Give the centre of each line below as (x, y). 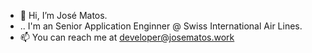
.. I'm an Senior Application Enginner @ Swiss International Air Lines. (161, 26)
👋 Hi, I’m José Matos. (63, 15)
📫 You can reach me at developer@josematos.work (127, 37)
